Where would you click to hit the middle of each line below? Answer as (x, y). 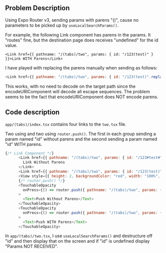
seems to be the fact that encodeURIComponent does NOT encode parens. (82, 97)
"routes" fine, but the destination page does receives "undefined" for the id (82, 40)
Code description (32, 112)
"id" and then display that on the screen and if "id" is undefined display (77, 241)
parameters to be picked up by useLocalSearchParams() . (62, 25)
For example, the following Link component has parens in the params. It (78, 35)
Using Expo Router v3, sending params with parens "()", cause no (72, 20)
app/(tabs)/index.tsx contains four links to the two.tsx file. (66, 124)
